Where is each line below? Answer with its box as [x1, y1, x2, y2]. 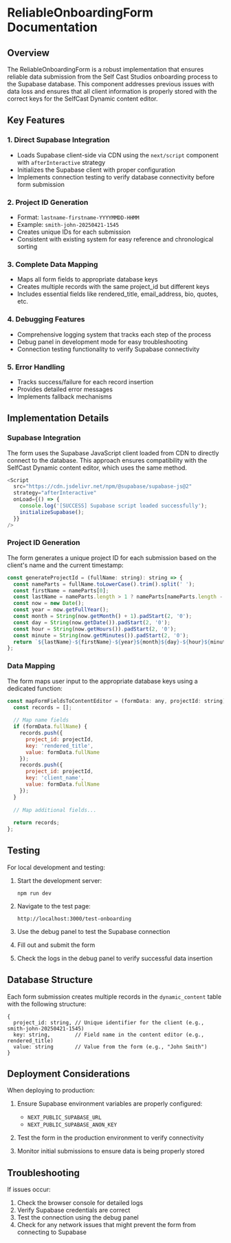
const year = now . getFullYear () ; [13, 606, 109, 613]
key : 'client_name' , [25, 775, 85, 782]
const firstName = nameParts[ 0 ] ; [13, 587, 109, 594]
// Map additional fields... [13, 806, 97, 813]
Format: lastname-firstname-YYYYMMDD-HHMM [16, 212, 140, 221]
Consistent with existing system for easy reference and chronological [16, 235, 214, 243]
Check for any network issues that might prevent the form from [16, 1221, 197, 1229]
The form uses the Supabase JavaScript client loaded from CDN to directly [7, 448, 219, 457]
